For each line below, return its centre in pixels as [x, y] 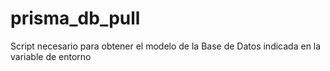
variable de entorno [51, 56]
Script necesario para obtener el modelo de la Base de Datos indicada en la [166, 46]
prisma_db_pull [75, 18]
